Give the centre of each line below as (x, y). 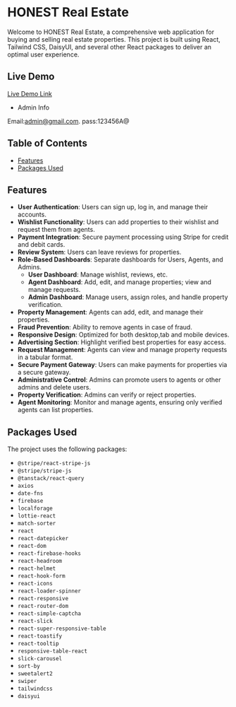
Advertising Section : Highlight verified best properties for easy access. (122, 342)
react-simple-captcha (49, 614)
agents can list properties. (55, 410)
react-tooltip (38, 644)
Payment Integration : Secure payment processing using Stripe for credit (123, 237)
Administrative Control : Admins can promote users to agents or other (119, 380)
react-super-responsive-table (62, 629)
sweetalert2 (35, 674)
